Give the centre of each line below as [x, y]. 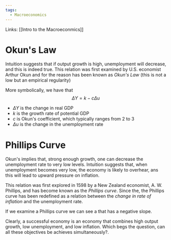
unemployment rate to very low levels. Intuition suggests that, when [76, 164]
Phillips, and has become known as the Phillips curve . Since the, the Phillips [85, 191]
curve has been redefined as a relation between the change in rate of [78, 196]
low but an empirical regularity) [38, 80]
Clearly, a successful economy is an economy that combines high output [82, 221]
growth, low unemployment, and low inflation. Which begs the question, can [85, 227]
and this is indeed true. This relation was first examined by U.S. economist [83, 69]
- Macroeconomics [28, 15]
